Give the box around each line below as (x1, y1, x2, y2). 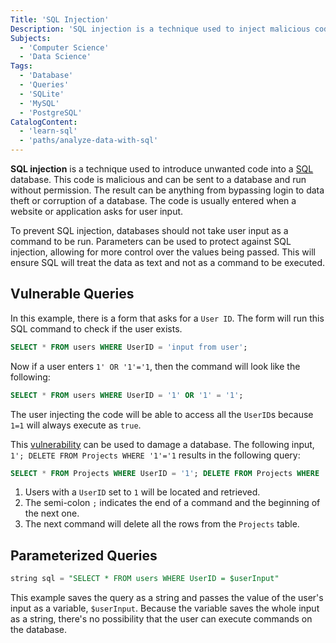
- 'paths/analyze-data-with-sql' (19, 136, 159, 146)
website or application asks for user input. (10, 206, 184, 217)
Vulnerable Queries (10, 286, 135, 303)
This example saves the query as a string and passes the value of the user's (10, 592, 324, 604)
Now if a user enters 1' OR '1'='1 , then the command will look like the (10, 360, 301, 372)
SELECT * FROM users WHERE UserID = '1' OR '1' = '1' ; (10, 390, 244, 400)
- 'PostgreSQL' (19, 107, 83, 118)
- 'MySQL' (19, 98, 60, 108)
